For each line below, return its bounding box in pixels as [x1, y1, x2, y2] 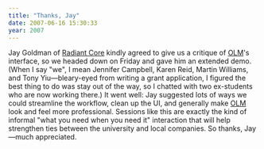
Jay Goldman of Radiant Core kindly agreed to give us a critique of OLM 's [8, 48, 250, 58]
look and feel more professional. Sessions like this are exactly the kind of [8, 107, 247, 117]
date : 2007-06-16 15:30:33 [8, 19, 98, 27]
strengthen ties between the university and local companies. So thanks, [8, 124, 243, 133]
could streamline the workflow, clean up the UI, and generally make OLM [8, 98, 247, 108]
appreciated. [35, 132, 77, 142]
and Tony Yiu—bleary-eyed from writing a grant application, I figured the [8, 73, 247, 83]
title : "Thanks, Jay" [8, 11, 80, 20]
